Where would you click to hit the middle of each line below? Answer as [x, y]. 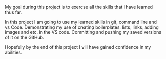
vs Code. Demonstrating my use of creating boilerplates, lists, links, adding [82, 27]
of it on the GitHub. [25, 37]
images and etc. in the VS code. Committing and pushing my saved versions [83, 32]
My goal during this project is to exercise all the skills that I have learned [79, 7]
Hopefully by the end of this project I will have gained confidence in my [78, 47]
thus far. [14, 12]
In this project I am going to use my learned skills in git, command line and [81, 22]
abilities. [14, 52]
